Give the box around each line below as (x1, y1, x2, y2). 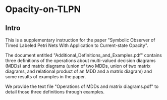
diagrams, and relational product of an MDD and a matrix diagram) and (5, 68, 152, 74)
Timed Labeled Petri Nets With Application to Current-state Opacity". (5, 42, 149, 48)
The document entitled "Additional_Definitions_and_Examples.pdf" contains (5, 52, 162, 58)
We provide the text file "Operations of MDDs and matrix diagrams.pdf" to (5, 83, 159, 89)
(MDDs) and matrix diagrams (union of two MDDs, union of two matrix (5, 63, 151, 69)
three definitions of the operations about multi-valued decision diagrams (5, 58, 156, 64)
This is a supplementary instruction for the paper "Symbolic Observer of (5, 37, 155, 43)
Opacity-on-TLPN (5, 4, 81, 15)
